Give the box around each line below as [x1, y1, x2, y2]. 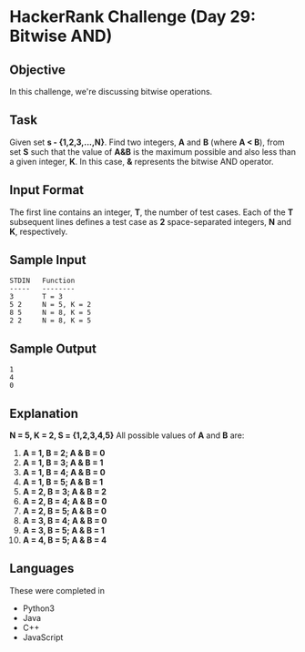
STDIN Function [9, 276, 76, 286]
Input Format [9, 182, 85, 198]
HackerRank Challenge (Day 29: [9, 6, 257, 27]
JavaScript [22, 631, 64, 643]
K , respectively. [9, 226, 68, 237]
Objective [9, 62, 66, 77]
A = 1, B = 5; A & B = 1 [22, 476, 104, 488]
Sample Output [9, 341, 97, 356]
